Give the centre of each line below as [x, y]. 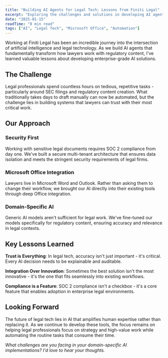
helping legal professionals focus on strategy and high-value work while [79, 330]
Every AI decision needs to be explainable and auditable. [63, 261]
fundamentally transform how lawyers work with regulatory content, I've [79, 54]
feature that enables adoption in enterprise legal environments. [70, 291]
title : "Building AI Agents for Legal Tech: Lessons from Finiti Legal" [82, 10]
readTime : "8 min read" [30, 24]
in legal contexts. [23, 228]
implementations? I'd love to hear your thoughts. [55, 350]
